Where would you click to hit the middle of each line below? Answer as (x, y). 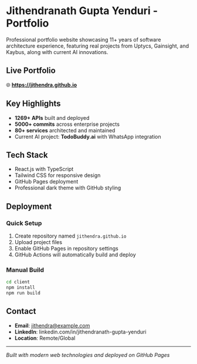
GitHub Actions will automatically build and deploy (75, 255)
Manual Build (25, 270)
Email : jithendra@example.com (52, 325)
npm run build (23, 293)
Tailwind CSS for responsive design (57, 175)
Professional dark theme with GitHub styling (68, 188)
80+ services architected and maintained (65, 130)
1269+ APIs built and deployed (52, 118)
